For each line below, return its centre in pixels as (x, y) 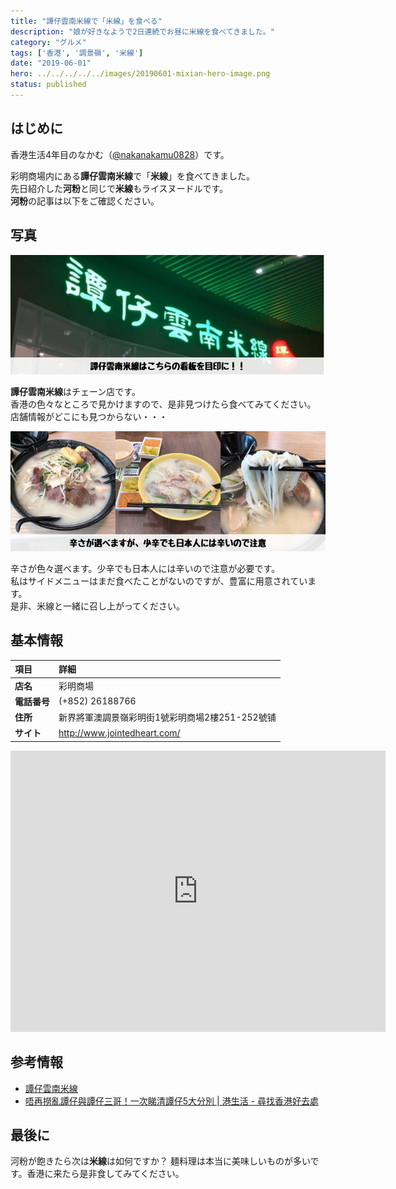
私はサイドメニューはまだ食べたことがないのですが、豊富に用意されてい (159, 581)
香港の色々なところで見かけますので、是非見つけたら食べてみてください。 (163, 404)
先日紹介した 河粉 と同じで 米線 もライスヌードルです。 (119, 188)
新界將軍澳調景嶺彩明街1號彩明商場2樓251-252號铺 (167, 717)
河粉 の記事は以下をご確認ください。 (85, 201)
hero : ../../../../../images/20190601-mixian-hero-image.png (140, 74)
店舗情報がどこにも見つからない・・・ (89, 417)
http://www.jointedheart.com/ (119, 732)
